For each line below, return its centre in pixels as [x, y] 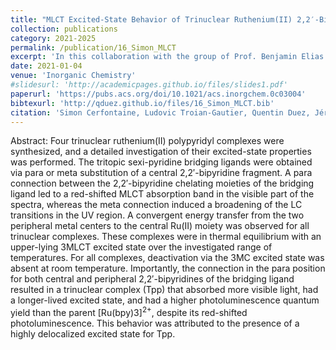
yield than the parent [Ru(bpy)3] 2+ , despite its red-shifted [129, 312]
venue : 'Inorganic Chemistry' [73, 76]
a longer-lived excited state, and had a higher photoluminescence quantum [165, 300]
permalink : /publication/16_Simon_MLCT [93, 47]
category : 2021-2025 [53, 38]
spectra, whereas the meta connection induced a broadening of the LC [156, 205]
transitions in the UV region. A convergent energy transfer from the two [157, 215]
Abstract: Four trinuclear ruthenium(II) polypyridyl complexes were [147, 141]
